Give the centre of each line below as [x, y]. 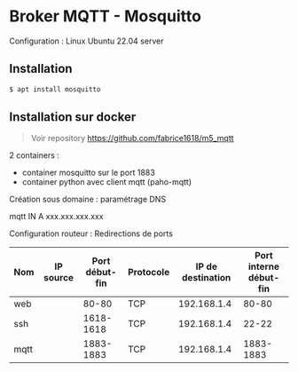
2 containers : [35, 155]
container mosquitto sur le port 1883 [88, 173]
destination [206, 278]
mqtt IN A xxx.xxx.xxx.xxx [56, 217]
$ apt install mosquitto [55, 89]
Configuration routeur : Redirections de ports [91, 233]
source [59, 278]
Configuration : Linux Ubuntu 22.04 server [86, 41]
